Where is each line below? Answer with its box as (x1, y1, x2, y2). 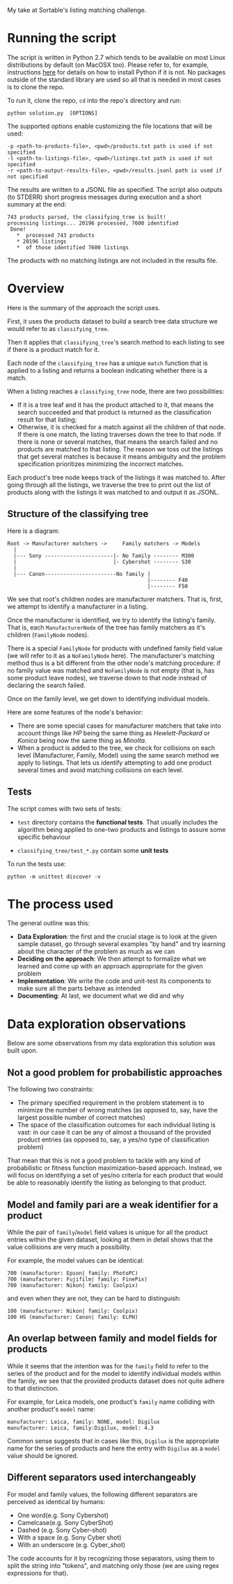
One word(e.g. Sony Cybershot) (17, 1511, 109, 1519)
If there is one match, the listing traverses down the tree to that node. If (17, 430, 221, 438)
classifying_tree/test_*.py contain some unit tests (17, 846, 169, 854)
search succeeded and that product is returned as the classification (17, 408, 212, 416)
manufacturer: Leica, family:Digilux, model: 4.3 (7, 1424, 154, 1432)
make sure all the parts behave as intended (17, 984, 141, 993)
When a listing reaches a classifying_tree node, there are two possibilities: (7, 387, 225, 395)
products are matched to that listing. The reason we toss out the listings (17, 445, 223, 453)
